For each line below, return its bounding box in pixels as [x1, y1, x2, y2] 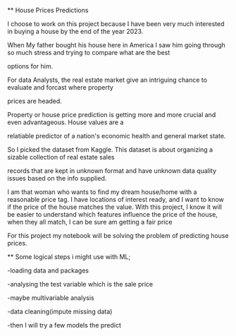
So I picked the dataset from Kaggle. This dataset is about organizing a [7, 145, 213, 154]
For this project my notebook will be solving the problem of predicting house [7, 232, 229, 239]
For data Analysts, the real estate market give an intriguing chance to [7, 76, 208, 84]
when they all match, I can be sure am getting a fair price [7, 218, 173, 226]
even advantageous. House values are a [7, 118, 124, 126]
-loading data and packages [7, 266, 89, 275]
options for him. [7, 62, 54, 70]
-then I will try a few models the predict [7, 321, 122, 329]
